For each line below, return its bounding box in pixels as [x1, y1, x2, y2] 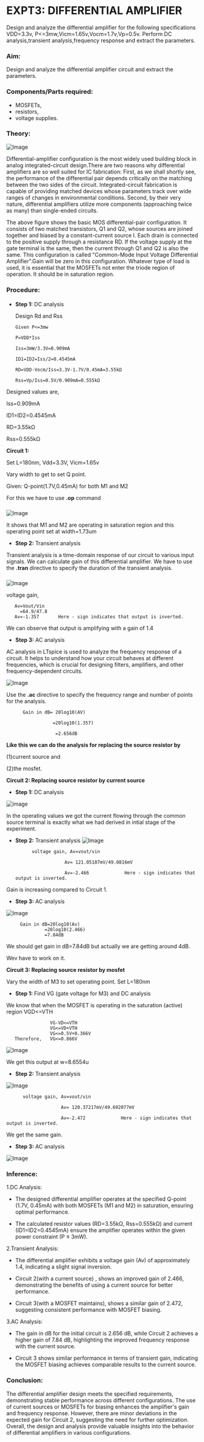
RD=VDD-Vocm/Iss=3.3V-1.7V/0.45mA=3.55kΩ [15, 367, 122, 373]
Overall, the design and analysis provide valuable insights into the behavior [6, 1423, 194, 1430]
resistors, [15, 108, 39, 115]
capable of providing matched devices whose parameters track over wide [6, 187, 192, 195]
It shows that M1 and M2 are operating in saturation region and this [6, 521, 174, 529]
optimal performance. [15, 1208, 70, 1215]
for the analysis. [6, 698, 47, 705]
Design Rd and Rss [15, 312, 63, 320]
